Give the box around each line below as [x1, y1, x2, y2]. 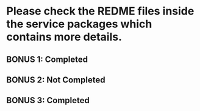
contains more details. [6, 30, 122, 44]
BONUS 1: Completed [6, 54, 88, 64]
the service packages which [6, 17, 152, 31]
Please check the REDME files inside [6, 4, 195, 18]
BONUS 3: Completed [6, 95, 90, 106]
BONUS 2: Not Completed [6, 75, 105, 85]
